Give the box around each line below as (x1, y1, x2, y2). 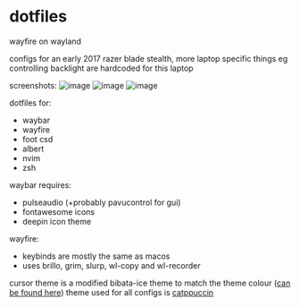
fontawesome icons (21, 206, 96, 217)
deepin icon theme (21, 216, 92, 226)
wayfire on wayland (9, 36, 82, 47)
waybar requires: (9, 179, 71, 190)
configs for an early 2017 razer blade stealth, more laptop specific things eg (9, 53, 288, 64)
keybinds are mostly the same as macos (21, 251, 171, 261)
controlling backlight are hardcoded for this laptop (9, 63, 194, 73)
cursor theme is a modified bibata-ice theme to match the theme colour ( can (9, 277, 291, 288)
